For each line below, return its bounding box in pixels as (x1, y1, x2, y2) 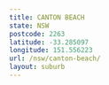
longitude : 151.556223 (9, 46, 93, 55)
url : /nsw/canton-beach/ (9, 54, 101, 63)
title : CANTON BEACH (9, 12, 86, 22)
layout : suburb (9, 63, 66, 72)
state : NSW (9, 21, 50, 30)
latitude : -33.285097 (9, 37, 90, 47)
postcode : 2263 (9, 29, 66, 38)
